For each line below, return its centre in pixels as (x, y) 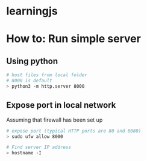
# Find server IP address (39, 147)
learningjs (32, 11)
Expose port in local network (61, 105)
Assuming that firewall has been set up (55, 120)
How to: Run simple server (74, 39)
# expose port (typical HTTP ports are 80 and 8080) (74, 131)
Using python (32, 61)
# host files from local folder (47, 75)
